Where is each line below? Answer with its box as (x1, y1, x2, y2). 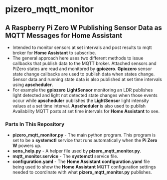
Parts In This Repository (5, 120, 65, 127)
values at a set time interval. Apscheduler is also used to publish (12, 103, 146, 108)
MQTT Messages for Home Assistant (5, 31, 123, 39)
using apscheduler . (12, 81, 53, 87)
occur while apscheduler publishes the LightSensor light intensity (12, 97, 149, 103)
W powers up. (12, 142, 41, 148)
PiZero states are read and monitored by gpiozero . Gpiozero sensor (12, 66, 152, 71)
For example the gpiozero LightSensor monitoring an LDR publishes (12, 87, 153, 93)
